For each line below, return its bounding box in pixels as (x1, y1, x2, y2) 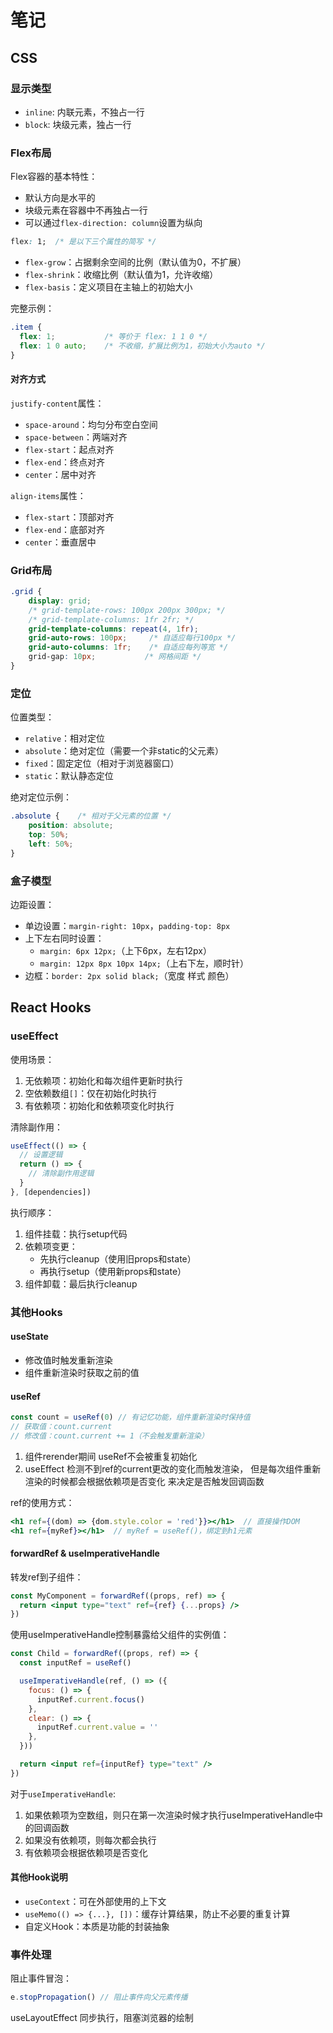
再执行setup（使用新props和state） (39, 1265, 187, 1277)
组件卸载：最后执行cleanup (24, 1277, 138, 1290)
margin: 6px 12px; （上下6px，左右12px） (39, 944, 213, 956)
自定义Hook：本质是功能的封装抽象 (24, 1921, 170, 1933)
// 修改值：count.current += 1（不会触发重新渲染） (10, 1431, 209, 1441)
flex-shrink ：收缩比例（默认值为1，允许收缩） (24, 269, 219, 281)
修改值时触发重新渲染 (24, 1354, 113, 1366)
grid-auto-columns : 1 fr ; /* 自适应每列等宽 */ (28, 642, 229, 653)
